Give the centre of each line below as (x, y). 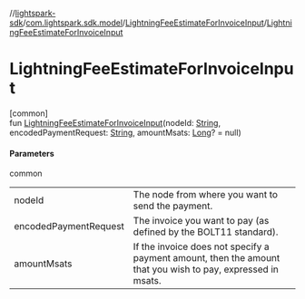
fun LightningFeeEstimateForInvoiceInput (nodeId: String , (115, 122)
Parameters (32, 153)
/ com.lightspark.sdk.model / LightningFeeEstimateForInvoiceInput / (145, 23)
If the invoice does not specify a (201, 246)
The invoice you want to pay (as (201, 221)
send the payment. (173, 206)
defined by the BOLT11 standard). (206, 232)
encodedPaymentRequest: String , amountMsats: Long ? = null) (126, 132)
